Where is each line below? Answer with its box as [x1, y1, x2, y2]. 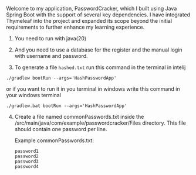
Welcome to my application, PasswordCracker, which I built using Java [6, 5, 177, 12]
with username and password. [14, 53, 88, 59]
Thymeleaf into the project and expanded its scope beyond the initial [6, 18, 172, 24]
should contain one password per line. [14, 126, 107, 132]
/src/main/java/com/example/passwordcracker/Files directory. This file [14, 119, 186, 126]
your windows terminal [6, 92, 62, 98]
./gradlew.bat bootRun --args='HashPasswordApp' [6, 103, 127, 109]
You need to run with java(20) [14, 35, 87, 42]
